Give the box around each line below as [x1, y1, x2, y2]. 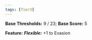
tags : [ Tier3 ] [5, 7, 35, 12]
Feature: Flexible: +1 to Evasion [5, 30, 71, 36]
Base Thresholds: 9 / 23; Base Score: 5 [5, 20, 88, 26]
